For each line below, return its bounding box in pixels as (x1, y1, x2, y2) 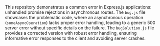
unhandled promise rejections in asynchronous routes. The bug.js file (5, 9, 146, 15)
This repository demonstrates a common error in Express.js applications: (5, 4, 152, 10)
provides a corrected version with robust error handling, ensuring (5, 30, 137, 36)
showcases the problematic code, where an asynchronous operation (5, 15, 143, 20)
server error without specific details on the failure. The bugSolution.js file (5, 25, 154, 31)
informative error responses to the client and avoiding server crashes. (5, 35, 146, 41)
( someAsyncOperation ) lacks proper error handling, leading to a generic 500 (5, 20, 156, 25)
